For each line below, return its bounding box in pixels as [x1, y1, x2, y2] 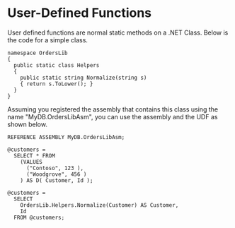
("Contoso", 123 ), [25, 164, 84, 172]
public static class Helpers [13, 61, 100, 68]
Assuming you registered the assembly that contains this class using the [7, 104, 218, 114]
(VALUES [20, 158, 42, 165]
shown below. [7, 120, 48, 128]
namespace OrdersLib [7, 49, 69, 56]
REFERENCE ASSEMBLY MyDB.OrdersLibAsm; [7, 133, 125, 140]
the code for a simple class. [7, 35, 88, 44]
